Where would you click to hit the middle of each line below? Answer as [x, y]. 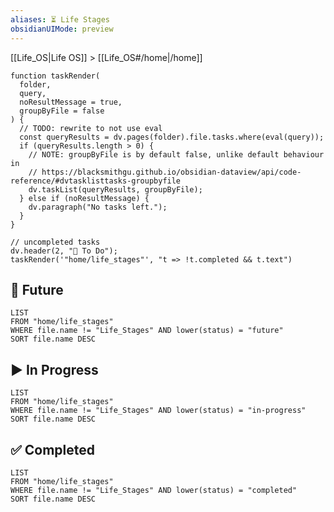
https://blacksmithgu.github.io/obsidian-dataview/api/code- [171, 172]
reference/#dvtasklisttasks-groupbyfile [96, 181]
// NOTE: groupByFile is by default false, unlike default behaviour [176, 154]
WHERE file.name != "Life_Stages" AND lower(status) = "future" [147, 331]
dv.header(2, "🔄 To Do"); [64, 251]
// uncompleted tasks [55, 242]
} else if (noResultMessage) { [84, 198]
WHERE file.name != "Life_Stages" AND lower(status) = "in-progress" [158, 411]
